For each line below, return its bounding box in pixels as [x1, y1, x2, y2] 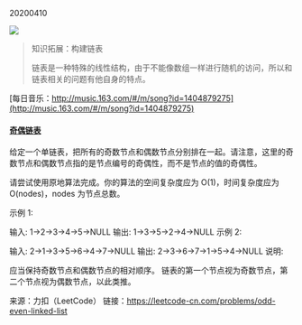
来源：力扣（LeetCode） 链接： [9, 295, 128, 306]
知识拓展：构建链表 [31, 43, 104, 53]
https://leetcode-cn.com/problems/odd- [126, 295, 277, 306]
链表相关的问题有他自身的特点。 [31, 74, 151, 84]
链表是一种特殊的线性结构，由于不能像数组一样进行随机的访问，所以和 [31, 62, 293, 73]
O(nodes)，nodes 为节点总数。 [9, 189, 125, 200]
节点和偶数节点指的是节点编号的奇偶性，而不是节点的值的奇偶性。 [16, 158, 262, 169]
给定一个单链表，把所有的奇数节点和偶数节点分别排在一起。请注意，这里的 [9, 146, 286, 157]
